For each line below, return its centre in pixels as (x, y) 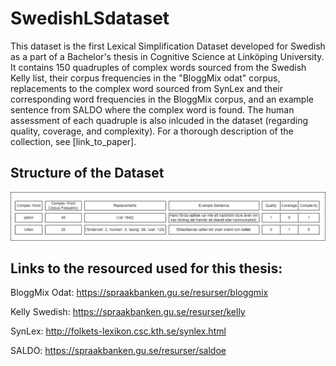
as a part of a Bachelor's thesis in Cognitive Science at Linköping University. (167, 56)
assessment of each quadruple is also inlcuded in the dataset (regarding (159, 120)
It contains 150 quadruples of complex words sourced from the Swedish (158, 67)
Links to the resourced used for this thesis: (146, 268)
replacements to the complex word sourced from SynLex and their (146, 88)
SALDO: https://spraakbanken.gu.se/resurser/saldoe (118, 351)
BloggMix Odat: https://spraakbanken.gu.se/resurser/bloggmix (139, 293)
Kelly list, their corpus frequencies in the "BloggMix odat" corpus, (145, 78)
